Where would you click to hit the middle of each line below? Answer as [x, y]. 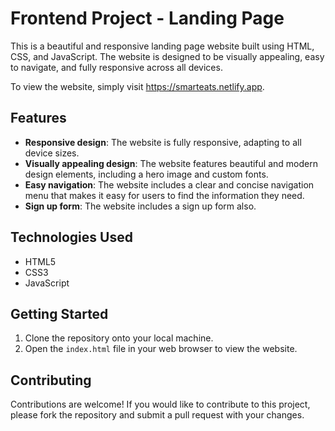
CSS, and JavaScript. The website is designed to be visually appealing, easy [167, 56]
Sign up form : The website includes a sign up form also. [140, 206]
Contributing [51, 380]
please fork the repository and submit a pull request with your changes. [157, 415]
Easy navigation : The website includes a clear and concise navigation [169, 184]
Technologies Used [71, 237]
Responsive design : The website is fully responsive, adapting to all [163, 142]
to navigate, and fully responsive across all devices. [116, 67]
